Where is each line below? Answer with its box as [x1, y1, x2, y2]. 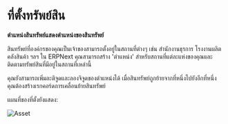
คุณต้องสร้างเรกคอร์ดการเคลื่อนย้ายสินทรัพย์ [7, 81, 106, 90]
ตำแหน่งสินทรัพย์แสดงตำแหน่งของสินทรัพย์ [7, 30, 104, 39]
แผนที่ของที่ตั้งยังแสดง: [7, 95, 59, 103]
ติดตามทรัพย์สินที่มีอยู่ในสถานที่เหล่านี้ [7, 60, 92, 68]
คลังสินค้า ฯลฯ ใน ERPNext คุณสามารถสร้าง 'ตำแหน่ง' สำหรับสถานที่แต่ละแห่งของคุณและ [7, 52, 213, 61]
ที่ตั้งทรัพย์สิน [7, 8, 66, 23]
